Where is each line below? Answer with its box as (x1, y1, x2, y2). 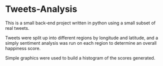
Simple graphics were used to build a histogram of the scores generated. (5, 55, 155, 61)
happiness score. (5, 45, 41, 51)
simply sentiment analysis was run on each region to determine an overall (5, 40, 156, 46)
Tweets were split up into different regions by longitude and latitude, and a (5, 35, 158, 41)
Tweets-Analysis (5, 3, 77, 15)
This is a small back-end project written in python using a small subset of (5, 20, 156, 26)
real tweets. (5, 25, 29, 31)
